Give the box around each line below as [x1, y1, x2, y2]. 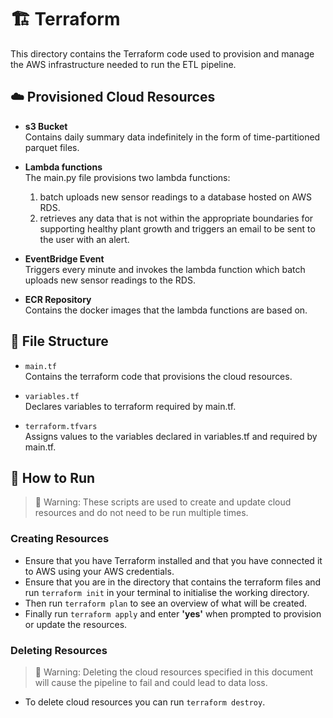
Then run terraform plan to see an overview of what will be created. [24, 597, 308, 609]
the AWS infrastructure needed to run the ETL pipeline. [10, 58, 237, 70]
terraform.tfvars [24, 421, 98, 431]
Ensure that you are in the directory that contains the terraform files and [24, 576, 322, 588]
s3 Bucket [24, 120, 68, 132]
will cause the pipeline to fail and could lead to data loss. [34, 676, 268, 688]
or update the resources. [24, 618, 128, 630]
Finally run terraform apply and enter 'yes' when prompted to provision [24, 607, 322, 620]
